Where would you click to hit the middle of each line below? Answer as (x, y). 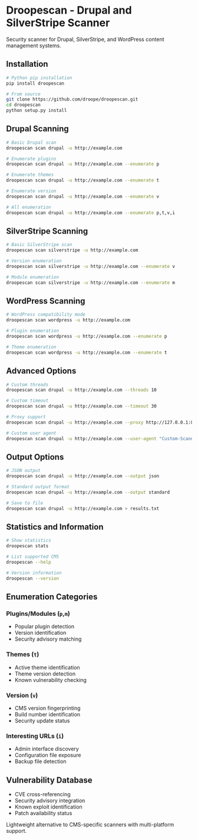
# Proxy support (26, 417)
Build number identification (47, 714)
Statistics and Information (55, 527)
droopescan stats (27, 546)
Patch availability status (43, 813)
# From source (24, 94)
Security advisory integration (50, 801)
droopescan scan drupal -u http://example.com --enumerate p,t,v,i (91, 213)
